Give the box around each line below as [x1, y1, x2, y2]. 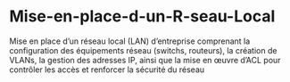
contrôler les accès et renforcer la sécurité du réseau [9, 64, 205, 75]
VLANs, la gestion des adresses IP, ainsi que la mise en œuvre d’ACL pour [9, 54, 281, 65]
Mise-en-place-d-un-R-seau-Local [9, 6, 276, 27]
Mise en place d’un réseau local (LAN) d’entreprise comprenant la [9, 36, 251, 46]
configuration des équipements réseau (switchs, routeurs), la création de [9, 45, 278, 55]
